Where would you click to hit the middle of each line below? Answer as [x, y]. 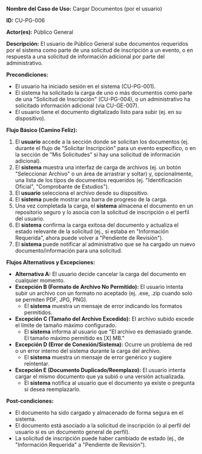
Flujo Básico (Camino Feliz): [42, 130]
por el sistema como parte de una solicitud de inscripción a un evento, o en [100, 50]
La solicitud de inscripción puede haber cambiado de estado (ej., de [99, 438]
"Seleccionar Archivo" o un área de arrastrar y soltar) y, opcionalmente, [104, 174]
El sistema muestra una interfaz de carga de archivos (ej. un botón [98, 167]
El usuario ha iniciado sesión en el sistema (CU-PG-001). [85, 86]
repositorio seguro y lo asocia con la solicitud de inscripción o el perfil [102, 212]
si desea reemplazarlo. [52, 389]
